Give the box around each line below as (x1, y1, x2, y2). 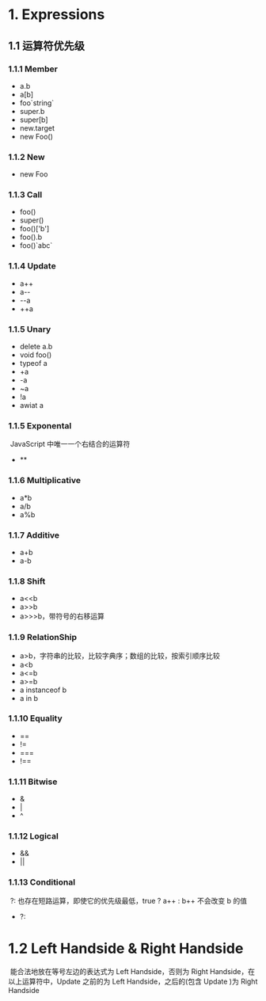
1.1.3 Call (8, 189, 43, 200)
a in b (19, 693, 38, 702)
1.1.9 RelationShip (8, 632, 78, 643)
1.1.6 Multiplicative (8, 475, 82, 486)
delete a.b (19, 342, 53, 352)
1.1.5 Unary (8, 323, 51, 334)
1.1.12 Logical (8, 831, 59, 842)
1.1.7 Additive (8, 529, 60, 540)
